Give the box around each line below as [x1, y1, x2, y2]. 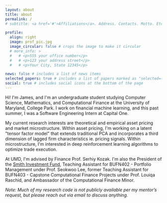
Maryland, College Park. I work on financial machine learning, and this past [5, 105, 159, 111]
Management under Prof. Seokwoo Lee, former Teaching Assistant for [5, 166, 149, 172]
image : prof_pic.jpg [9, 39, 52, 45]
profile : [5, 30, 23, 35]
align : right [9, 35, 37, 40]
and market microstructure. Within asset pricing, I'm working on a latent [5, 125, 152, 131]
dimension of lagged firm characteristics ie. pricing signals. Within [5, 135, 141, 142]
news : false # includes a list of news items [5, 72, 101, 77]
